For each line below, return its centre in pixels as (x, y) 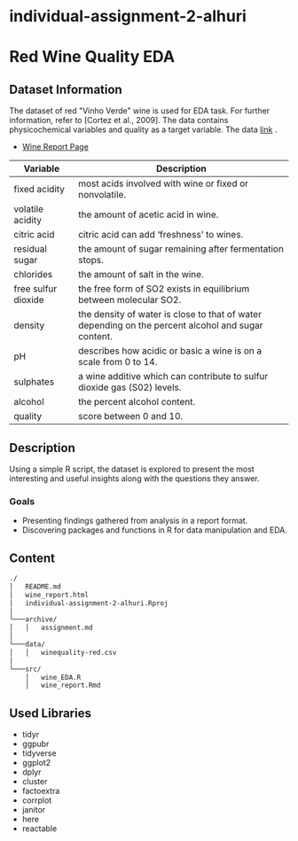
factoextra (41, 791)
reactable (39, 829)
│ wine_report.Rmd (63, 685)
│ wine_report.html (49, 595)
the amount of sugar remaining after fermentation (181, 249)
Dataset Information (66, 89)
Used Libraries (50, 713)
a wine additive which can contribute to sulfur (173, 377)
